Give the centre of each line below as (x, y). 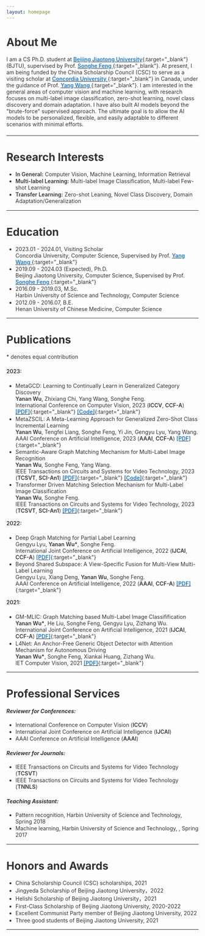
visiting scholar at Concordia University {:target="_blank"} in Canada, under (102, 79)
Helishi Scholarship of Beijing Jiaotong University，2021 (86, 899)
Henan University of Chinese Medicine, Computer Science (88, 309)
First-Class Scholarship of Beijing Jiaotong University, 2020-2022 (98, 906)
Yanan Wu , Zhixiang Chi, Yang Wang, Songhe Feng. (80, 399)
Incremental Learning (42, 425)
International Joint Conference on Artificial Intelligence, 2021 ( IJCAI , (101, 630)
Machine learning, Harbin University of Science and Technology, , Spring (107, 828)
